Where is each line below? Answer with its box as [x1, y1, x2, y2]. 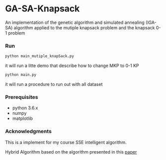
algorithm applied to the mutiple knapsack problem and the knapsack [13, 24, 155, 30]
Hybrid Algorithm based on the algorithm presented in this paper [5, 149, 137, 155]
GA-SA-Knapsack [5, 3, 80, 14]
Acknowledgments [5, 128, 52, 135]
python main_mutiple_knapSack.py [5, 54, 74, 59]
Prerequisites [5, 93, 38, 100]
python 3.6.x [12, 105, 38, 111]
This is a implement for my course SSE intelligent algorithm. [5, 139, 127, 145]
